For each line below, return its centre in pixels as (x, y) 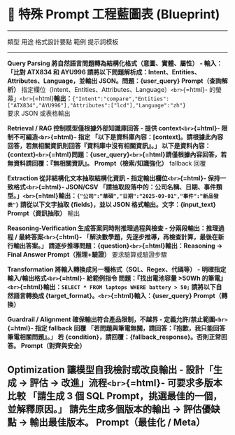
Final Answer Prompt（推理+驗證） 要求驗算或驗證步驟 (87, 254)
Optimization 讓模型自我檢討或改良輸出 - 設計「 (110, 370)
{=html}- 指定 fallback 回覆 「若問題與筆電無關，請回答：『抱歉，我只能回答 (116, 328)
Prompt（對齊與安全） (53, 345)
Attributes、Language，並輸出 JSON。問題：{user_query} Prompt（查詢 (114, 81)
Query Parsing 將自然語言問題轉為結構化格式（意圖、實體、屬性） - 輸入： (115, 63)
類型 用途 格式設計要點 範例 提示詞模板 (63, 41)
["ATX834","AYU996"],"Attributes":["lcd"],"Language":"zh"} (97, 105)
